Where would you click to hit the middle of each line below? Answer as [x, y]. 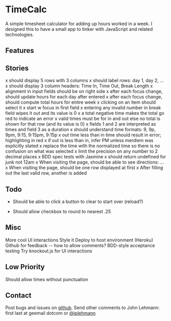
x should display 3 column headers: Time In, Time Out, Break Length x [79, 86]
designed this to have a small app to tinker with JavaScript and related [79, 29]
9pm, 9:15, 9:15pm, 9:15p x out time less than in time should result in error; [83, 135]
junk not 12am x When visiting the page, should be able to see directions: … [85, 162]
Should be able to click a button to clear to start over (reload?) [78, 202]
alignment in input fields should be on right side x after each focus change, [84, 91]
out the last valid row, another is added [46, 173]
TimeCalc [26, 9]
